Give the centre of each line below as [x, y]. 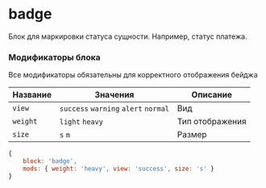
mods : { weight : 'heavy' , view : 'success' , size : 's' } [119, 169]
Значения [114, 95]
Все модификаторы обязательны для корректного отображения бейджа [133, 75]
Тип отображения [212, 122]
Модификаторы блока [54, 57]
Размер [192, 135]
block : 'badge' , [50, 161]
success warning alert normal [114, 109]
